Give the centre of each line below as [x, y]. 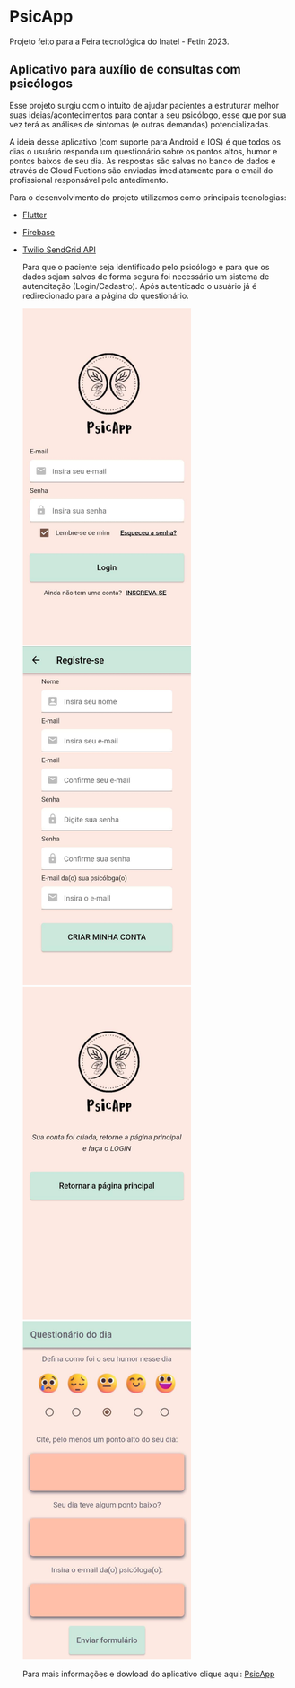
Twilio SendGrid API [59, 250]
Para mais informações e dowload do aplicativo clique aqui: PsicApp [148, 1674]
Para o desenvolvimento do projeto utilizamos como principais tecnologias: [148, 197]
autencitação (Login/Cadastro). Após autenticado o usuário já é [139, 286]
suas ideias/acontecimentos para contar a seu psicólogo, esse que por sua [148, 115]
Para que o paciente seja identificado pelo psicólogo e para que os [146, 267]
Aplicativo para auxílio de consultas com [125, 70]
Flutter [35, 215]
